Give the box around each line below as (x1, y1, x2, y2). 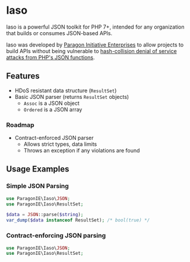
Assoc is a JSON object (23, 99, 80, 107)
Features (6, 71, 40, 81)
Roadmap (6, 120, 34, 129)
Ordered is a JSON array (23, 105, 83, 113)
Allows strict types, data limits (23, 141, 97, 148)
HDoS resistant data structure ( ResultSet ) (14, 87, 117, 94)
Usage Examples (6, 164, 69, 174)
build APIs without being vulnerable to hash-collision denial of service (6, 47, 177, 54)
